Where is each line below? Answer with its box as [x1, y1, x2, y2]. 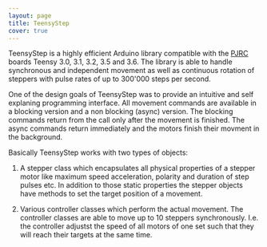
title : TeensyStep [8, 19, 70, 27]
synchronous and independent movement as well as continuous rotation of [8, 66, 255, 75]
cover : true [8, 26, 48, 34]
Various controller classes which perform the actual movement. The [19, 204, 244, 214]
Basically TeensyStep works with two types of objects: [8, 148, 189, 157]
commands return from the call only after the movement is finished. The [8, 115, 245, 125]
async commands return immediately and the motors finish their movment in [8, 123, 260, 133]
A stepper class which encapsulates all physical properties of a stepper [19, 164, 256, 173]
